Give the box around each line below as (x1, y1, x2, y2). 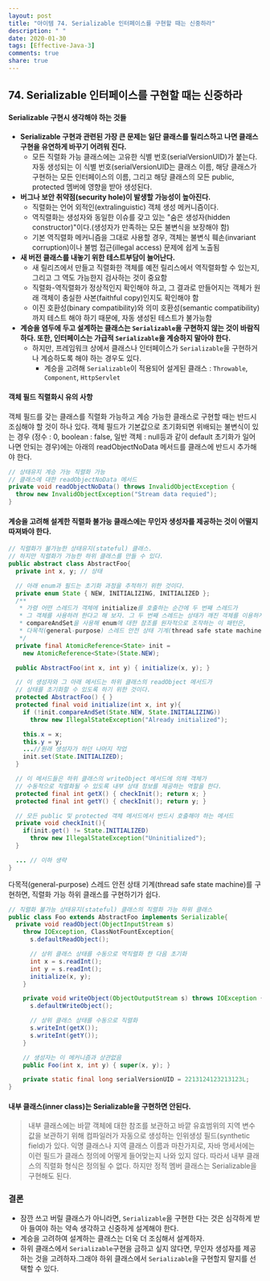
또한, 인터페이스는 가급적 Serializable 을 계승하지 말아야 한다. (37, 334, 231, 343)
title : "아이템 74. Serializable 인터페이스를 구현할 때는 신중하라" (8, 19, 215, 27)
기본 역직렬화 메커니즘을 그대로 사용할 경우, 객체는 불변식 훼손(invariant (31, 233, 256, 243)
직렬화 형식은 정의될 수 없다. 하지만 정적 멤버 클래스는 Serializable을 (43, 1161, 257, 1171)
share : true (8, 57, 48, 65)
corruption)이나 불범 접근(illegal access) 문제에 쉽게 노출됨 (31, 243, 220, 252)
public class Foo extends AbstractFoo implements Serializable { (8, 913, 228, 921)
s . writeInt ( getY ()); (29, 1031, 99, 1039)
